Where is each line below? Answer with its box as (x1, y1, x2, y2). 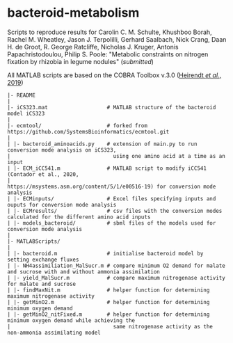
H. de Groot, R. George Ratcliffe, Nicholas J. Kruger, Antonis (7, 42, 179, 51)
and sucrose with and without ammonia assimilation (7, 268, 160, 276)
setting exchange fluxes (7, 256, 79, 263)
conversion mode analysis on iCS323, (7, 146, 117, 154)
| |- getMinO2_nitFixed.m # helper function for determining (7, 311, 210, 318)
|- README (7, 92, 36, 99)
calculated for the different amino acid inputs (7, 214, 151, 221)
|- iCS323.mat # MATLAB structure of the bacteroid (7, 104, 216, 111)
